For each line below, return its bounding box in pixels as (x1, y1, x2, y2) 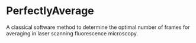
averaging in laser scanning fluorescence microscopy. (6, 29, 138, 37)
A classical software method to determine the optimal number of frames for (6, 24, 191, 31)
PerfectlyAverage (6, 4, 95, 18)
